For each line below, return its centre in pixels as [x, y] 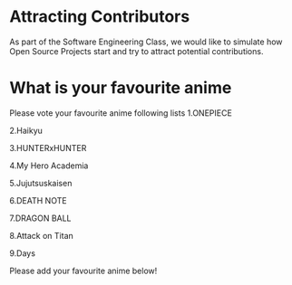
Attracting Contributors [100, 17]
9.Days [23, 253]
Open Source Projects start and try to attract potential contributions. [136, 51]
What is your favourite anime [121, 88]
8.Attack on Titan [42, 235]
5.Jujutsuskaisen [41, 183]
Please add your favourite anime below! [83, 271]
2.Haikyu [26, 130]
